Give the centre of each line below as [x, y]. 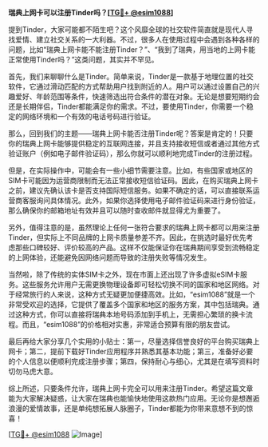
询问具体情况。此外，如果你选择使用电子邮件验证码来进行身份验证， [148, 200]
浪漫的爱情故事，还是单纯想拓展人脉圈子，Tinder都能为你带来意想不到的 [127, 408]
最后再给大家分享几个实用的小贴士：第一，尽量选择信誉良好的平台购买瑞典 [130, 341]
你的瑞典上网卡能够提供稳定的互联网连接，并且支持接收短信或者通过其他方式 [134, 144]
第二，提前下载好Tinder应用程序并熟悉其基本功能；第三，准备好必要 [141, 351]
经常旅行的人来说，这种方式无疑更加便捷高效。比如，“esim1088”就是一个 [135, 294]
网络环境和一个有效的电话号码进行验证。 [89, 116]
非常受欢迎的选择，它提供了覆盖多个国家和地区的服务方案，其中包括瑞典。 [130, 304]
